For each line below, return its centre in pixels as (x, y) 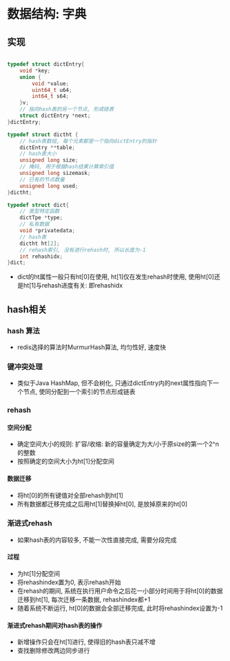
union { (30, 77)
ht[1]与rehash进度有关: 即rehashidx (73, 286)
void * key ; (35, 71)
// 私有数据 (34, 224)
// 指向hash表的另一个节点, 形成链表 (67, 109)
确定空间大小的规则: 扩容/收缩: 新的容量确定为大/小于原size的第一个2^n (118, 444)
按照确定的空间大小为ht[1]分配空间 (66, 461)
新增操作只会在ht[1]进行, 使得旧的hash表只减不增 (86, 642)
